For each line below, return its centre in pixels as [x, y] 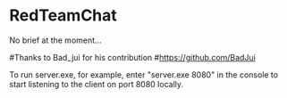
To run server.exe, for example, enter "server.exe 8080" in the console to [144, 74]
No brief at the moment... [55, 40]
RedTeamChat [63, 16]
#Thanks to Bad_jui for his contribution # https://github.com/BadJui [133, 57]
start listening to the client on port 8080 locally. [97, 84]
